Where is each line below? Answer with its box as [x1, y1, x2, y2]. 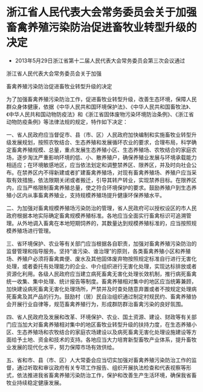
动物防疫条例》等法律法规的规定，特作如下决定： [6, 118, 128, 125]
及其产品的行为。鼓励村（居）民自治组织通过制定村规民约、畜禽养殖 [22, 293, 192, 300]
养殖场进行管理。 [11, 227, 54, 234]
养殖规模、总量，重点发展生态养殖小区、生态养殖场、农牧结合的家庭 [22, 146, 192, 153]
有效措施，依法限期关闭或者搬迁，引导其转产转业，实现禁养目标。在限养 [11, 176, 192, 183]
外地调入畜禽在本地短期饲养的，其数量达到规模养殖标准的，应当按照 [22, 219, 192, 227]
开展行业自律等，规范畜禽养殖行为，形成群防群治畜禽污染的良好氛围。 [11, 300, 186, 307]
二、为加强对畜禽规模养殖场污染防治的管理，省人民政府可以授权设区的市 [6, 204, 186, 212]
